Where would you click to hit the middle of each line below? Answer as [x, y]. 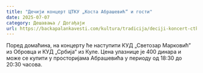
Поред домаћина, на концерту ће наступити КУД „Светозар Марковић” [99, 45]
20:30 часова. [24, 65]
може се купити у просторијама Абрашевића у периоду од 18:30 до [94, 58]
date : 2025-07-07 [28, 17]
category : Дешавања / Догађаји [46, 23]
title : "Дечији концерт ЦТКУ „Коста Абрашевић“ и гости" [79, 12]
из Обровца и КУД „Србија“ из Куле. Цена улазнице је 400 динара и [94, 52]
